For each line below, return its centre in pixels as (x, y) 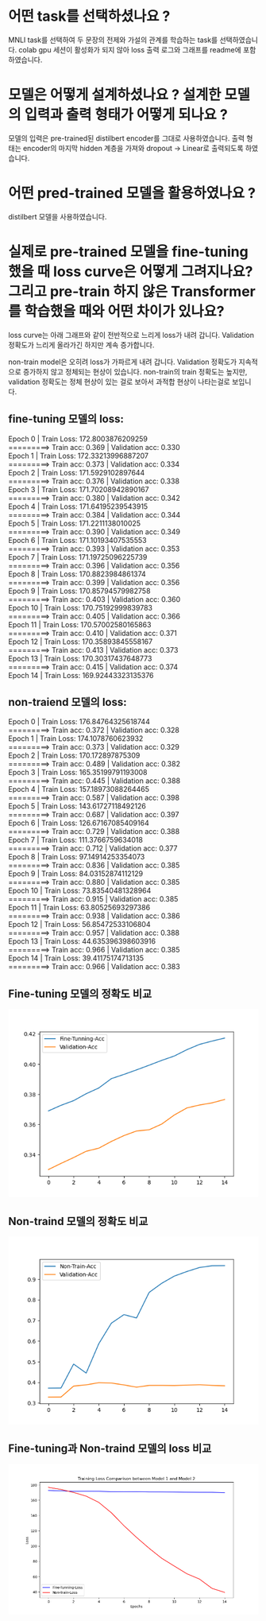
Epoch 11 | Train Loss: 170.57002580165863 (80, 624)
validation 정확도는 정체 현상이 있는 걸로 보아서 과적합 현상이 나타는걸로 (119, 382)
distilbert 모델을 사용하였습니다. (58, 216)
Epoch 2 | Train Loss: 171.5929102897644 (77, 472)
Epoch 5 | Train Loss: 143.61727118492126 (77, 806)
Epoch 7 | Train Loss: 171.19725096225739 (78, 556)
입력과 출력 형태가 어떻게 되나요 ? (126, 115)
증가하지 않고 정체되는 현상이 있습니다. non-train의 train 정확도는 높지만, (135, 371)
